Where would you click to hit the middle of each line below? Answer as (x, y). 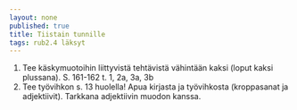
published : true (39, 26)
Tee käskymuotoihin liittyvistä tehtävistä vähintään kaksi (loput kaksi (148, 68)
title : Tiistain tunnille (57, 34)
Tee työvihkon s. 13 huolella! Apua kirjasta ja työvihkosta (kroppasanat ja (155, 87)
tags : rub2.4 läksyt (48, 42)
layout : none (33, 17)
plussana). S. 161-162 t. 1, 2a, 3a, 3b (88, 78)
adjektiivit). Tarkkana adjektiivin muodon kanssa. (111, 97)
